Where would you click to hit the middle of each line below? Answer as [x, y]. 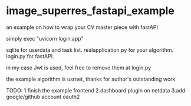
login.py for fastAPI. [30, 56]
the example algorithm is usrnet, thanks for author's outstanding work [91, 79]
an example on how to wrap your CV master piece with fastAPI [82, 27]
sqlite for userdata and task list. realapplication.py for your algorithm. [90, 50]
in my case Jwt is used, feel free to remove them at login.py [79, 67]
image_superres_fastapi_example [90, 11]
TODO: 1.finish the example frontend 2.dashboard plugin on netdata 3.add [96, 90]
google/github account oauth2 [43, 97]
